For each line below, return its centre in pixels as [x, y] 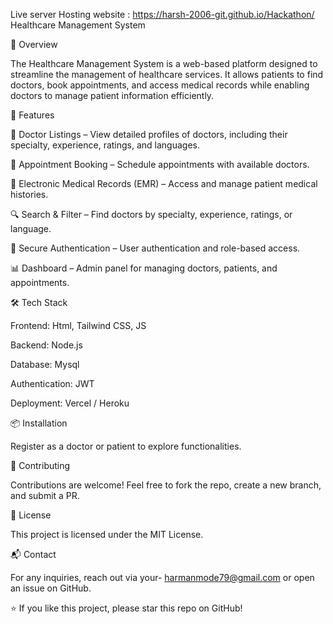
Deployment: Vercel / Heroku [70, 403]
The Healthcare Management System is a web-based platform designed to [164, 63]
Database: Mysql [45, 364]
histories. [29, 194]
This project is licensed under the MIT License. [107, 534]
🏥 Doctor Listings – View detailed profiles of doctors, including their [149, 134]
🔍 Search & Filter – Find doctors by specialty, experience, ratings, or [151, 214]
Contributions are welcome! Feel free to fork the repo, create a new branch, [166, 485]
